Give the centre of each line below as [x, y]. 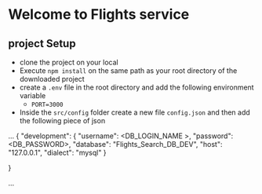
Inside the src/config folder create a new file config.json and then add [135, 112]
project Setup [42, 44]
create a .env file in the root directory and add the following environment [136, 87]
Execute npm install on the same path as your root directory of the [128, 71]
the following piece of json [62, 121]
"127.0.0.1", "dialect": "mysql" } [58, 152]
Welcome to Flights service [99, 15]
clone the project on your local [69, 62]
